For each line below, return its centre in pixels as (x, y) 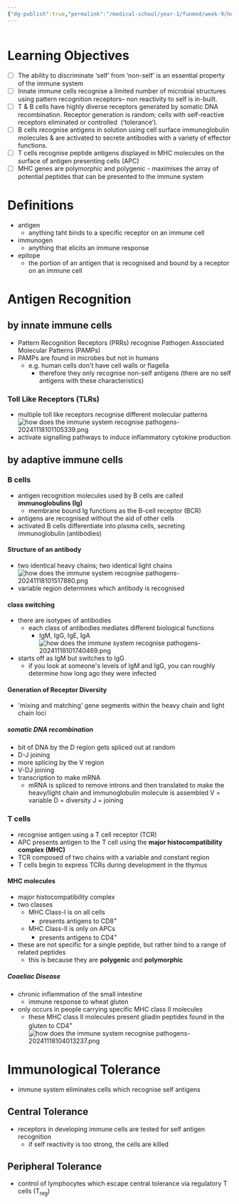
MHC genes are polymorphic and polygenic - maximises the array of (118, 168)
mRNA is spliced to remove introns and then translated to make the (126, 786)
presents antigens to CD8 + (78, 920)
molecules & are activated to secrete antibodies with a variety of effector (124, 138)
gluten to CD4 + (51, 1025)
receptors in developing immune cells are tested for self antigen (111, 1129)
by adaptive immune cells (65, 459)
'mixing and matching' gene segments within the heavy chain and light (121, 706)
